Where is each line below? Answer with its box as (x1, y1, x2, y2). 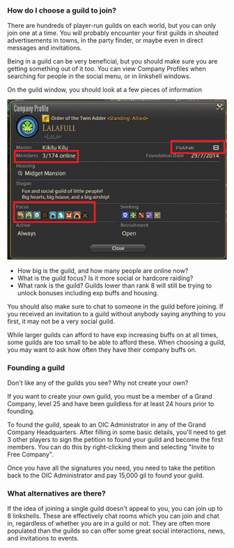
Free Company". (7, 450, 54, 459)
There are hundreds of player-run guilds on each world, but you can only (7, 22, 217, 30)
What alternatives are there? (7, 488, 106, 498)
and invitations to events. (7, 534, 79, 542)
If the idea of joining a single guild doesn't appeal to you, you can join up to (7, 505, 223, 513)
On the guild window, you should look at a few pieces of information (7, 86, 202, 94)
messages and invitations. (7, 44, 82, 52)
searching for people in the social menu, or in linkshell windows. (7, 72, 192, 80)
